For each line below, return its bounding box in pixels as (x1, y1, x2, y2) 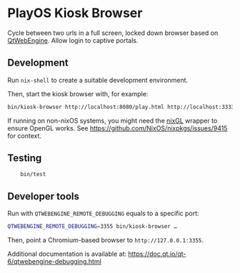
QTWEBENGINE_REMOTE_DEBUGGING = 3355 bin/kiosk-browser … (7, 223, 177, 230)
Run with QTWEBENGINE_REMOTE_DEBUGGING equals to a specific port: (7, 209, 199, 218)
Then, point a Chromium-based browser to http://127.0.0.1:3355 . (7, 236, 204, 244)
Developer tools (7, 190, 80, 202)
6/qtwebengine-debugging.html (7, 257, 101, 266)
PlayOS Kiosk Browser (7, 5, 143, 21)
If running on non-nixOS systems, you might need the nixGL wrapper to (7, 116, 218, 125)
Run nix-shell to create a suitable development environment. (7, 76, 189, 84)
